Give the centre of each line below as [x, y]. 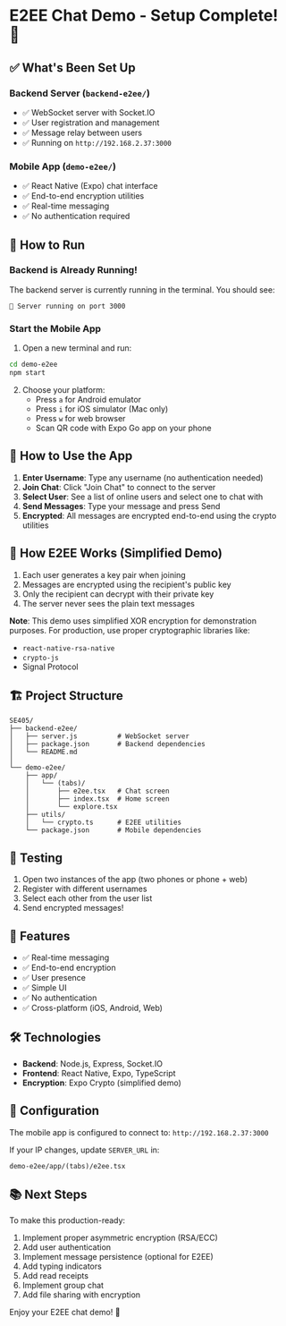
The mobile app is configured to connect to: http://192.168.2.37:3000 [139, 1132]
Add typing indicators [62, 1266]
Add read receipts [55, 1276]
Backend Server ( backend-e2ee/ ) [80, 93]
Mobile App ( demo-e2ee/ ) [63, 166]
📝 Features [40, 936]
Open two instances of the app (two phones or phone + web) [135, 880]
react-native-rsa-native [68, 648]
